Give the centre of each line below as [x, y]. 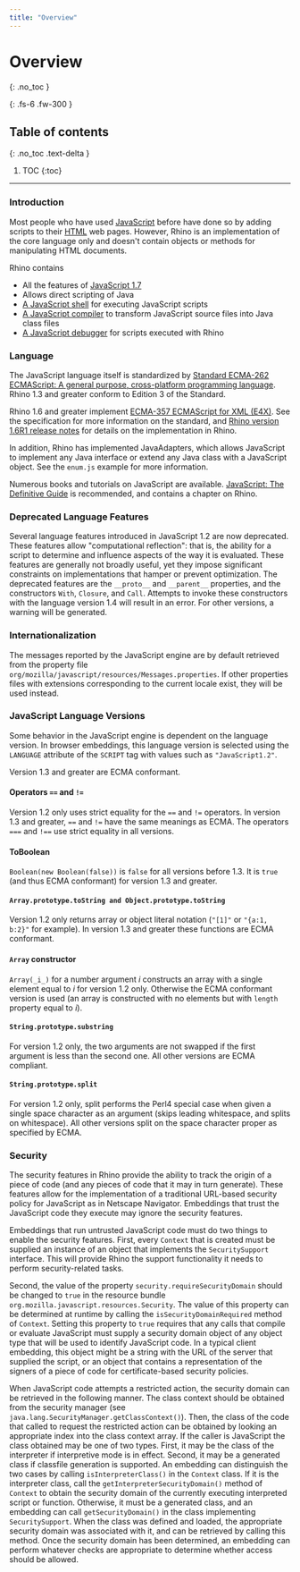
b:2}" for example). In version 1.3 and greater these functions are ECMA [142, 929]
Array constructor [43, 959]
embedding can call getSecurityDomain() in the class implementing [133, 1512]
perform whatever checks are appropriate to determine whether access [141, 1550]
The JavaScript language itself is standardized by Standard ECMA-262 [139, 375]
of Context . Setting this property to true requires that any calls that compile [147, 1323]
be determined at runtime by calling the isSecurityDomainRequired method [146, 1314]
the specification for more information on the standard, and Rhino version [144, 420]
